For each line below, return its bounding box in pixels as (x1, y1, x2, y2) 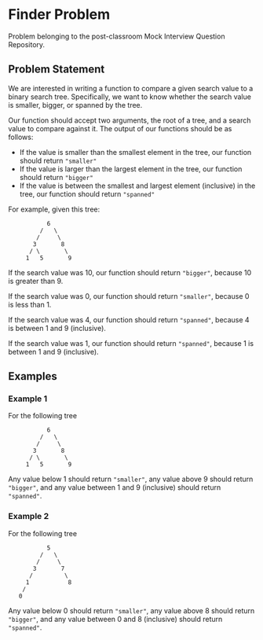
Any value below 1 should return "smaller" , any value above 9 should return (8, 474, 254, 484)
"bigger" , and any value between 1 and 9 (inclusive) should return (8, 483, 221, 492)
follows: (8, 132, 34, 142)
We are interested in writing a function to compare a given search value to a (8, 83, 254, 93)
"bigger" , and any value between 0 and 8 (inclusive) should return (8, 614, 223, 623)
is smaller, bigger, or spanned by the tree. (8, 100, 143, 109)
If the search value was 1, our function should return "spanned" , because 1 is (8, 338, 254, 348)
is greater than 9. (8, 276, 64, 285)
